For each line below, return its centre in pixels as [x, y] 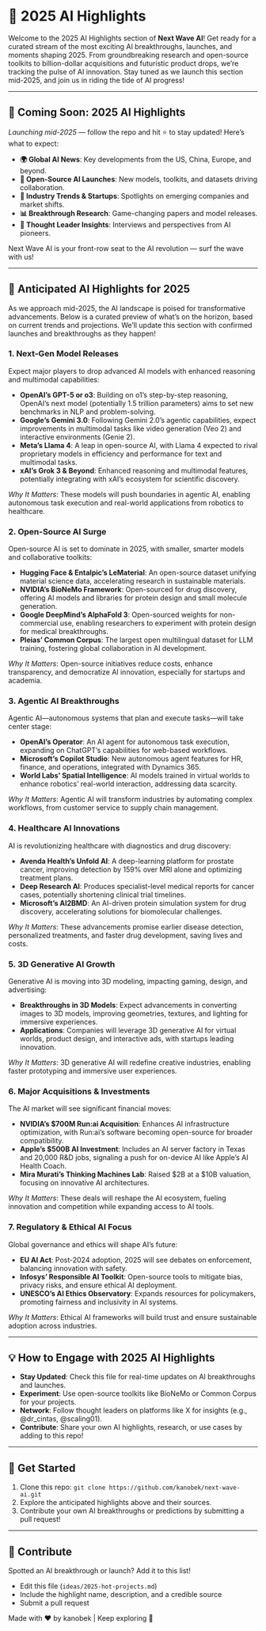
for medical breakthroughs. [64, 632]
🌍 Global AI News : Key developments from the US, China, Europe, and [135, 159]
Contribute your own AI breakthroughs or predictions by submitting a [132, 1511]
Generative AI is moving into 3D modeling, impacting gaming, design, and [128, 982]
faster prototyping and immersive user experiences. [93, 1071]
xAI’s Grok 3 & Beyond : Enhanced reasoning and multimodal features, [134, 470]
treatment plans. [46, 877]
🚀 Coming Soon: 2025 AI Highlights [97, 113]
